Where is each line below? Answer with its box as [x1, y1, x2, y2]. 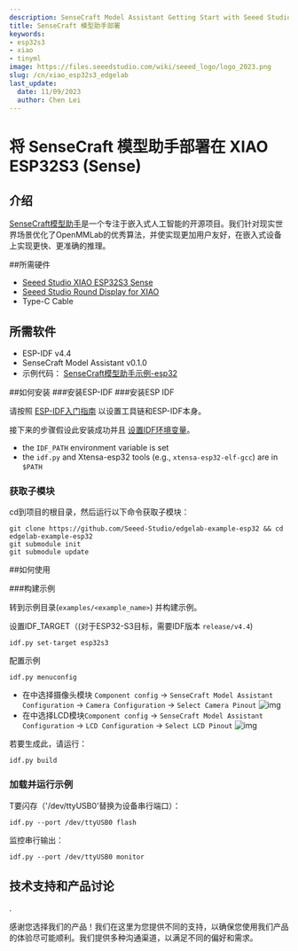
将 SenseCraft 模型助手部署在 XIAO [9, 137, 269, 156]
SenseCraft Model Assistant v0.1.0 [21, 358, 148, 368]
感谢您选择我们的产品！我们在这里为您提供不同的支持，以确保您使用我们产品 [9, 921, 289, 931]
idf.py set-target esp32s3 [9, 639, 109, 648]
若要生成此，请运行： [9, 738, 87, 750]
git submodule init [9, 540, 82, 549]
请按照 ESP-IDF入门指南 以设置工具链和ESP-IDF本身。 [9, 405, 207, 417]
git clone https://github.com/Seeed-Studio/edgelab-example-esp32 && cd [9, 524, 284, 533]
